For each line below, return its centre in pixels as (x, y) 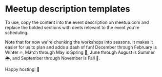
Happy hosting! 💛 (22, 69)
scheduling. (17, 32)
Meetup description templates (68, 9)
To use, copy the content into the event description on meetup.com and (77, 22)
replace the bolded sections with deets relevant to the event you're (72, 27)
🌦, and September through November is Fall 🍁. (53, 58)
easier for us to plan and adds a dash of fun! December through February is (81, 47)
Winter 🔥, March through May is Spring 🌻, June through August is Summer (80, 52)
